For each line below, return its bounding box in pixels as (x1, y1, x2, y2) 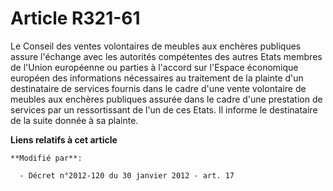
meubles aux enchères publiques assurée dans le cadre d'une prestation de (10, 93, 323, 105)
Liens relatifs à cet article (10, 133, 118, 146)
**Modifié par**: (10, 153, 83, 163)
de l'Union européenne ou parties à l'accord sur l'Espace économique (10, 61, 299, 73)
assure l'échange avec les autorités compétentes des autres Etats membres (10, 50, 323, 62)
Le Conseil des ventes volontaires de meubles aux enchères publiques (10, 40, 302, 52)
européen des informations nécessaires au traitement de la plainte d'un (10, 72, 304, 84)
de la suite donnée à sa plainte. (10, 114, 139, 126)
